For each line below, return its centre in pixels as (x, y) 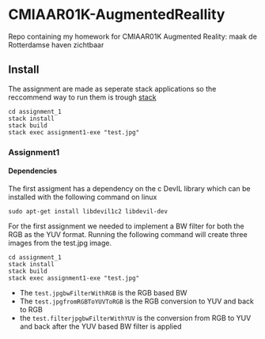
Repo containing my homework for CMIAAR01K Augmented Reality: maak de (132, 36)
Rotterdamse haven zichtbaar (56, 44)
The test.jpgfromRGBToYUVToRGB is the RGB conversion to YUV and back (137, 301)
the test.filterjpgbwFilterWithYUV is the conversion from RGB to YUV (135, 318)
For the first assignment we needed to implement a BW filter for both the (126, 226)
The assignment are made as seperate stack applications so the (112, 89)
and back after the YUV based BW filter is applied (100, 326)
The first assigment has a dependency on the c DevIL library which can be (129, 188)
